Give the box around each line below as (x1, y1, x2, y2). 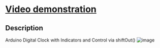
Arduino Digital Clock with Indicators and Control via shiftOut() (5, 37, 136, 43)
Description (5, 24, 43, 32)
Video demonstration (5, 4, 97, 15)
